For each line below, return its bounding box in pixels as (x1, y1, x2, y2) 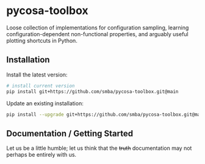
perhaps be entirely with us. (6, 151, 77, 158)
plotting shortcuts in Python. (6, 37, 77, 44)
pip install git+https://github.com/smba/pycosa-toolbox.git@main (6, 88, 179, 95)
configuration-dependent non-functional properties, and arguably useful (6, 30, 189, 37)
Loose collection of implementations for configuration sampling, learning (6, 24, 189, 31)
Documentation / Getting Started (6, 128, 134, 138)
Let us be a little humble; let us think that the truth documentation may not (6, 144, 192, 152)
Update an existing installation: (6, 99, 84, 107)
